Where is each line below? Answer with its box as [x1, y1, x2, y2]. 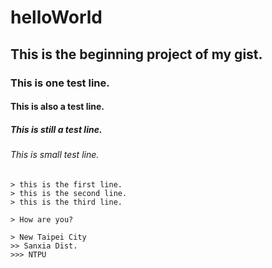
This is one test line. [10, 76, 110, 90]
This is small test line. [10, 149, 100, 161]
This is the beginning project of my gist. [10, 46, 263, 63]
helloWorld [10, 6, 103, 29]
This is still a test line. [10, 123, 103, 135]
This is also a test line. [10, 101, 105, 113]
